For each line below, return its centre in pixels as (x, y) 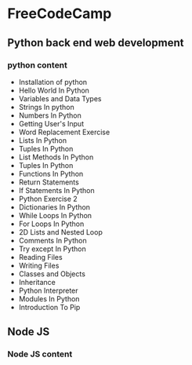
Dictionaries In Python (54, 207)
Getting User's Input (51, 123)
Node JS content (40, 354)
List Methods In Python (56, 157)
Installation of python (53, 82)
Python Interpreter (49, 290)
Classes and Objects (52, 274)
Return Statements (49, 182)
